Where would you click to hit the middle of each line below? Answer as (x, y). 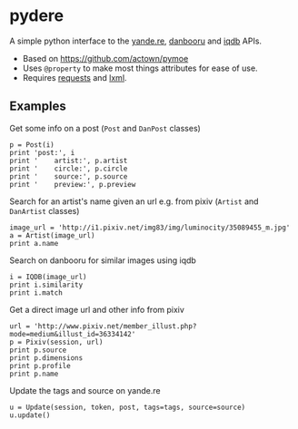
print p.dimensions (46, 358)
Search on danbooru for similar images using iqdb (103, 260)
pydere (37, 16)
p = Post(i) (32, 145)
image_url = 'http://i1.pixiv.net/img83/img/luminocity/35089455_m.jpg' (150, 228)
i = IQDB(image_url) (49, 277)
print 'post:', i (42, 152)
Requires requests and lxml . (74, 77)
